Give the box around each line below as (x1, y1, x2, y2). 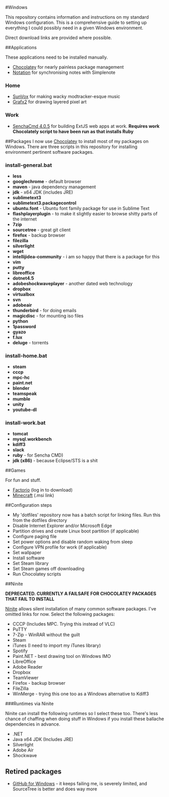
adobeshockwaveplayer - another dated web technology (12, 280, 133, 286)
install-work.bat (5, 419, 46, 426)
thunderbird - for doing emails (12, 307, 77, 313)
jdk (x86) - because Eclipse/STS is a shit (12, 458, 98, 464)
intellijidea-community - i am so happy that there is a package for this (12, 253, 160, 259)
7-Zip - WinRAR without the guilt (12, 632, 80, 638)
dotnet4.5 (12, 275, 34, 281)
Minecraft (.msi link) (12, 493, 54, 499)
